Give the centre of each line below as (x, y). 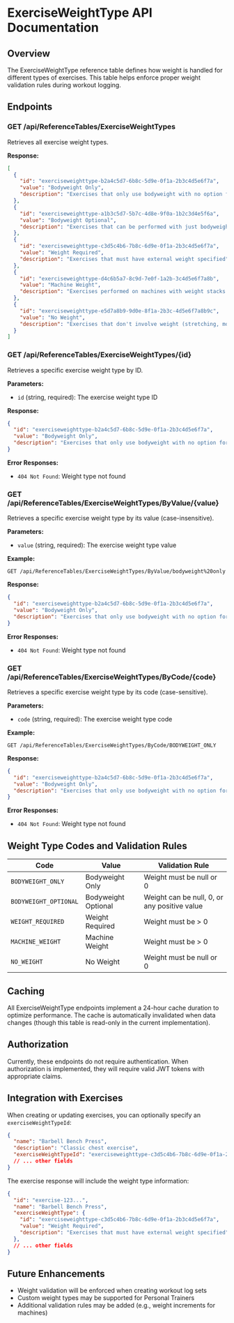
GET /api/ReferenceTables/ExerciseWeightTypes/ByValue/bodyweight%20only (117, 571)
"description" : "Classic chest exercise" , (76, 1148)
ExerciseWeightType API (80, 13)
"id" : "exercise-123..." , (51, 1200)
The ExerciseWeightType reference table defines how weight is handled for (115, 70)
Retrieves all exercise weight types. (58, 142)
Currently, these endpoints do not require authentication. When (98, 1061)
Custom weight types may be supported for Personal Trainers (106, 1298)
